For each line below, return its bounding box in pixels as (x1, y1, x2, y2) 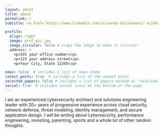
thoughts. (5, 122, 24, 128)
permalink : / (5, 16, 32, 21)
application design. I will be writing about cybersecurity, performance (5, 112, 144, 118)
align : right (9, 34, 36, 39)
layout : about (5, 7, 34, 12)
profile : (5, 30, 23, 34)
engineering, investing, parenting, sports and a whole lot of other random (5, 117, 151, 123)
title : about (5, 12, 32, 17)
